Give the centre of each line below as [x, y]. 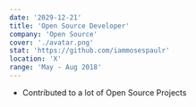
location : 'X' [36, 59]
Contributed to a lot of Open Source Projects [104, 92]
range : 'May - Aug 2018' [55, 68]
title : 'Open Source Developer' [69, 26]
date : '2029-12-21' [46, 17]
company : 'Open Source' [54, 34]
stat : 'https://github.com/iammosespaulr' [89, 51]
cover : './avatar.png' [51, 42]
